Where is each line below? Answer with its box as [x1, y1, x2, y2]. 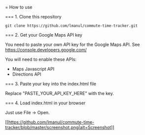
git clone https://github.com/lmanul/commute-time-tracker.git [5, 23, 138, 28]
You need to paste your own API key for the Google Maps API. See [5, 42, 140, 47]
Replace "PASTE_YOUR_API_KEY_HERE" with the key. [5, 90, 114, 96]
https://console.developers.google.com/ [5, 47, 87, 52]
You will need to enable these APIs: [5, 56, 77, 62]
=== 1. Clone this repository [5, 14, 62, 19]
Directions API [12, 71, 41, 77]
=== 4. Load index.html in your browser [5, 100, 86, 106]
